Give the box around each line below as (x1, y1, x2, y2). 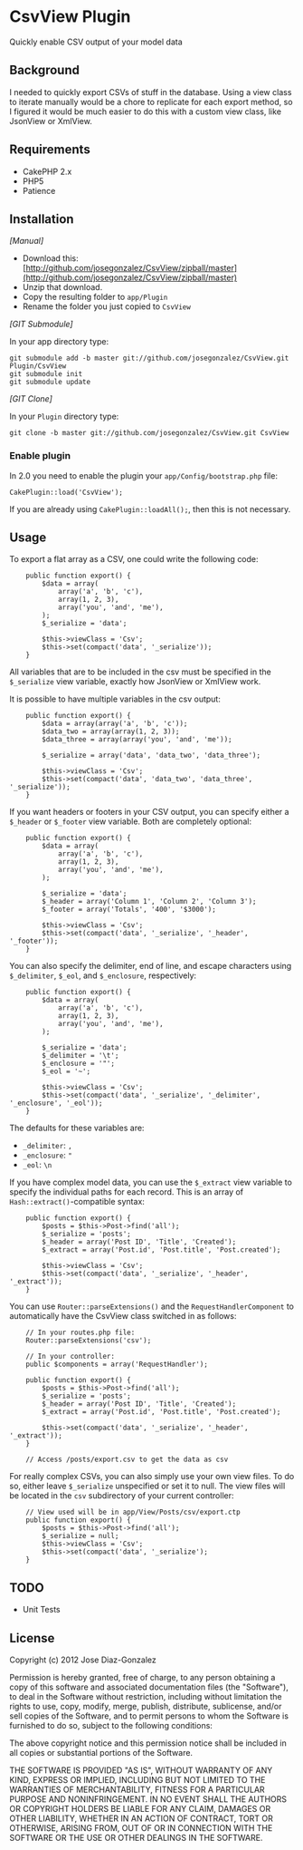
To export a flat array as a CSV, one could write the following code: (9, 554, 260, 565)
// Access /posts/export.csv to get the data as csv (25, 1455, 229, 1465)
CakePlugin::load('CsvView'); (9, 488, 124, 497)
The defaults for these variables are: (9, 1122, 145, 1134)
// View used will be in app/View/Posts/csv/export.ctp (25, 1507, 241, 1517)
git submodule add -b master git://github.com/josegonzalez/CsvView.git (9, 354, 289, 363)
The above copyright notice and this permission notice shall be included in (9, 1738, 287, 1748)
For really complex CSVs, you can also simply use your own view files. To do (9, 1471, 295, 1482)
